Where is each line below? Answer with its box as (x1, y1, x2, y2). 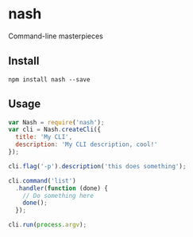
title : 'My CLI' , (15, 133, 73, 141)
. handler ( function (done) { (15, 184, 109, 192)
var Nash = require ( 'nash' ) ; (8, 118, 105, 126)
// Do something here (22, 192, 94, 199)
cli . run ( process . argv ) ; (8, 221, 87, 229)
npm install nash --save (8, 75, 91, 84)
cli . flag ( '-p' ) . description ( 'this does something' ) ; (8, 162, 187, 170)
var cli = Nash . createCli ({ (8, 125, 102, 134)
